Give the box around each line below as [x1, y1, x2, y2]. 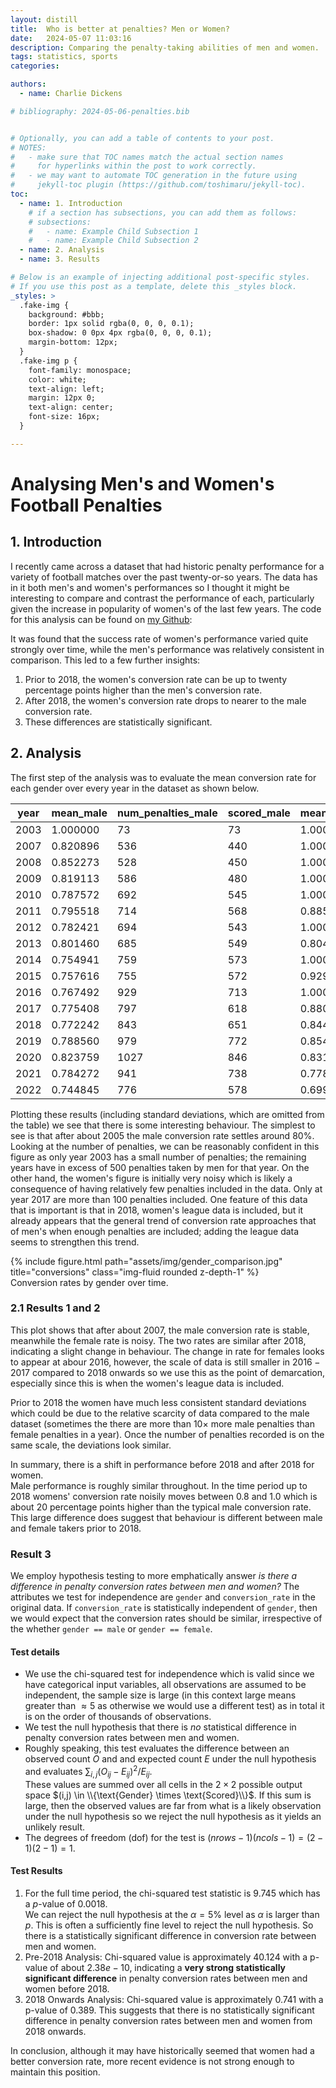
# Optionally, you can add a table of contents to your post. [10, 133, 275, 143]
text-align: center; [28, 402, 114, 413]
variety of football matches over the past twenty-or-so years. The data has [10, 571, 318, 583]
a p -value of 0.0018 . [24, 1898, 108, 1910]
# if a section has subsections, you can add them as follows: [28, 207, 298, 218]
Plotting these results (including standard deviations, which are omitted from [10, 1108, 325, 1120]
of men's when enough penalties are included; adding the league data [10, 1225, 300, 1237]
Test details [10, 1646, 60, 1658]
